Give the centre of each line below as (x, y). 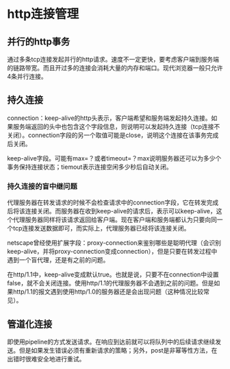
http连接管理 (43, 14)
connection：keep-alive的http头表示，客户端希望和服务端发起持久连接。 (109, 118)
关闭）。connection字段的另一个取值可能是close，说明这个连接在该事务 (107, 135)
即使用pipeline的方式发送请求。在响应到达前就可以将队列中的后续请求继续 (111, 342)
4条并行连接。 (27, 76)
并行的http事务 (39, 41)
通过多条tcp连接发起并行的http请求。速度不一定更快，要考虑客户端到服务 (110, 59)
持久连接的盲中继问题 (42, 186)
